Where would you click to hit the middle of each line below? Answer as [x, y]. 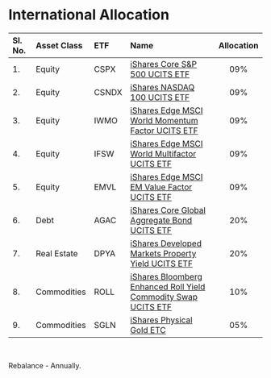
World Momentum [164, 120]
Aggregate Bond [161, 220]
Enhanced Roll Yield [168, 286]
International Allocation [89, 15]
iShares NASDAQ [163, 87]
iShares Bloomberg [167, 276]
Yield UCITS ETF [162, 264]
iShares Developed [166, 243]
